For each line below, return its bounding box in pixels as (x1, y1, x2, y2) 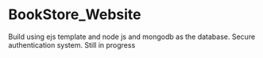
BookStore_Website (8, 6, 141, 24)
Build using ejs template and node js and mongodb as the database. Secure (8, 32, 256, 41)
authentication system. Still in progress (8, 40, 136, 49)
